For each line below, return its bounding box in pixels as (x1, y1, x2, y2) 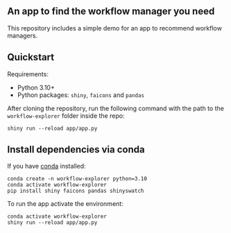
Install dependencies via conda (7, 144, 145, 155)
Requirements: (7, 69, 49, 78)
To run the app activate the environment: (7, 200, 123, 208)
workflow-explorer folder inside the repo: (7, 111, 125, 120)
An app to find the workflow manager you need (7, 6, 215, 17)
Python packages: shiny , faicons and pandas (17, 90, 144, 99)
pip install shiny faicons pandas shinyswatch (7, 187, 144, 195)
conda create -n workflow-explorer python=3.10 (7, 175, 148, 182)
